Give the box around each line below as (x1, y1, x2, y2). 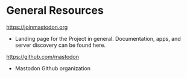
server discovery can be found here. (14, 41, 106, 49)
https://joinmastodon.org (6, 23, 68, 31)
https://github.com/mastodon (6, 53, 80, 60)
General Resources (6, 4, 104, 17)
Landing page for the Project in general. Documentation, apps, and (14, 35, 181, 42)
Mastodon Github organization (14, 64, 90, 72)
